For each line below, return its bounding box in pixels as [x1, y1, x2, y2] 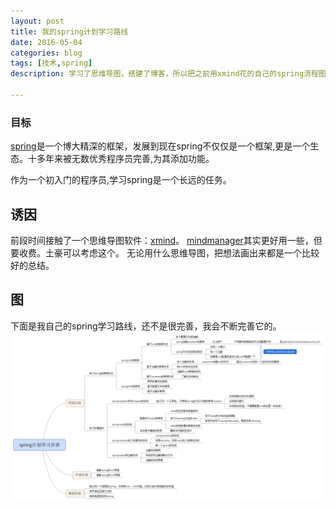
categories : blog [10, 48, 83, 58]
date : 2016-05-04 [10, 37, 83, 47]
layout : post [10, 16, 65, 26]
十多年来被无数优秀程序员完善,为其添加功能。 [27, 153, 215, 165]
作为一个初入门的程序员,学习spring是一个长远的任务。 [10, 174, 232, 186]
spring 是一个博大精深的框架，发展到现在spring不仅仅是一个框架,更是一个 [10, 140, 311, 152]
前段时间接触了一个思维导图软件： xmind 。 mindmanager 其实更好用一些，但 [10, 234, 323, 246]
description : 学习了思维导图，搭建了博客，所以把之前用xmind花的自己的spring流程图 [10, 69, 327, 79]
